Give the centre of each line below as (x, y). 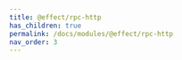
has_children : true (45, 26)
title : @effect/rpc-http (55, 17)
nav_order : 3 (33, 42)
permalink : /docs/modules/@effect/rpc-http (91, 34)
